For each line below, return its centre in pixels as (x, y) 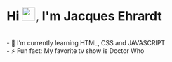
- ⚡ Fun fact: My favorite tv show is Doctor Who (75, 51)
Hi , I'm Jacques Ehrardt (84, 16)
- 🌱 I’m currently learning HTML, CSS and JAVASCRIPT (86, 42)
